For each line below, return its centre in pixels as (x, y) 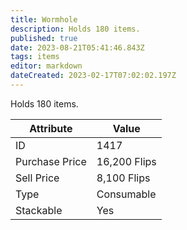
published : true (44, 38)
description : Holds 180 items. (75, 29)
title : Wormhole (44, 19)
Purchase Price (51, 161)
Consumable (126, 194)
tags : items (35, 57)
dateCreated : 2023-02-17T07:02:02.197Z (93, 76)
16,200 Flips (126, 161)
